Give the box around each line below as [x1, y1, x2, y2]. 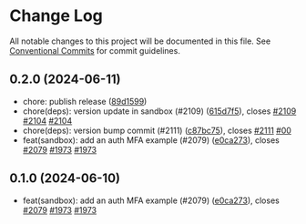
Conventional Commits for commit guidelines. [9, 45, 180, 56]
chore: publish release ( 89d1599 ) [22, 96, 148, 107]
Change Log [9, 5, 103, 26]
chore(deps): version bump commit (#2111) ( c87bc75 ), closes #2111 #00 [22, 125, 291, 136]
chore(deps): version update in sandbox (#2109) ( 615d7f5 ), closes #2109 [22, 106, 297, 117]
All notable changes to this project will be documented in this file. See [9, 36, 271, 46]
